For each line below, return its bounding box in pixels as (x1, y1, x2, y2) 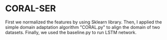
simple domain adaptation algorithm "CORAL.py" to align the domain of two (5, 24, 161, 30)
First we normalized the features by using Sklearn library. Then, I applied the (5, 19, 162, 25)
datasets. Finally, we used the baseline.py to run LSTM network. (5, 29, 137, 35)
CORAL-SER (5, 3, 56, 14)
